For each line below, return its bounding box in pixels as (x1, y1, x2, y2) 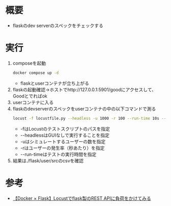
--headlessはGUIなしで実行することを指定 (20, 132, 110, 138)
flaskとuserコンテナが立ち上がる (20, 80, 89, 86)
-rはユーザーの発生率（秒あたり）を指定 (20, 145, 105, 151)
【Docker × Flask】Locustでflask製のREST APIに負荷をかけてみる (12, 195, 152, 201)
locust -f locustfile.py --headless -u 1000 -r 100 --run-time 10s (12, 116, 160, 121)
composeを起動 (12, 60, 46, 66)
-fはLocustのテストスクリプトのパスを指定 (20, 125, 110, 132)
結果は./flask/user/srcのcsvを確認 (12, 158, 84, 164)
